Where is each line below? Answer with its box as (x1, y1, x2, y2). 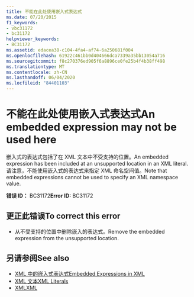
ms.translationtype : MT (6, 63, 65, 70)
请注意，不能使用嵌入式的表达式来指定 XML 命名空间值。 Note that (6, 167, 167, 174)
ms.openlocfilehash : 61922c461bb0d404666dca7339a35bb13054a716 (6, 53, 166, 59)
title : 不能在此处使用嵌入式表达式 (6, 8, 82, 15)
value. (6, 180, 21, 187)
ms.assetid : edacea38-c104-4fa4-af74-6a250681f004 (6, 47, 134, 53)
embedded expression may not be (6, 121, 177, 134)
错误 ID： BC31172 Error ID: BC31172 (6, 192, 93, 199)
